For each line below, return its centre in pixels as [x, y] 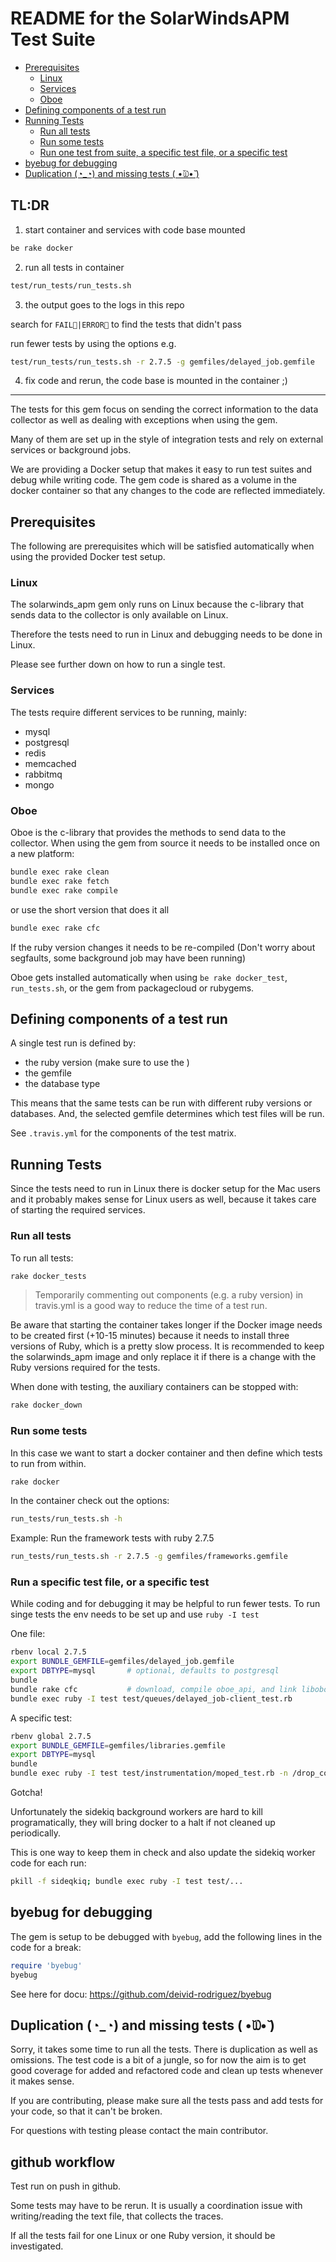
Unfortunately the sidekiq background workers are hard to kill [136, 1812]
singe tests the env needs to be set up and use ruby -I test [135, 1614]
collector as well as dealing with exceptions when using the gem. [144, 420]
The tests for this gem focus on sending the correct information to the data [164, 409]
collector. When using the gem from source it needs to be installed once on [165, 843]
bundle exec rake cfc [55, 928]
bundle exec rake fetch [60, 881]
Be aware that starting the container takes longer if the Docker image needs [166, 1325]
